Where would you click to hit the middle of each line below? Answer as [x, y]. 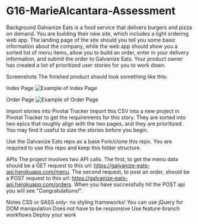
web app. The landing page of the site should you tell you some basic [91, 40]
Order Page [20, 100]
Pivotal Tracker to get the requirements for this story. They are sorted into [96, 117]
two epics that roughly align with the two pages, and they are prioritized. [95, 123]
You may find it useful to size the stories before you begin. [77, 130]
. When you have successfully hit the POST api [128, 184]
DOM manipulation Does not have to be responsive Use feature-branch [93, 208]
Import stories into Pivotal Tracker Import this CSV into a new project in [93, 111]
